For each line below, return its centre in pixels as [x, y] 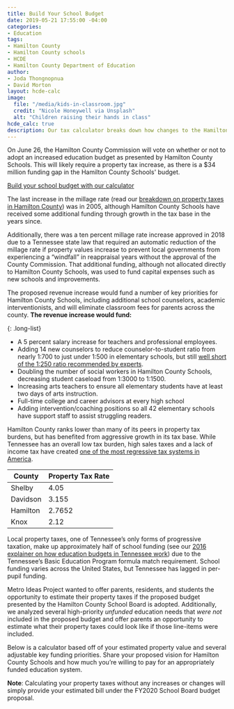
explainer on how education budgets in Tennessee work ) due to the [104, 554]
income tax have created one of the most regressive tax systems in [103, 452]
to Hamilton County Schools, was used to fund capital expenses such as [111, 272]
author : [18, 72]
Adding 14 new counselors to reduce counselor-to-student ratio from [116, 350]
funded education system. [45, 670]
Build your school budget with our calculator [71, 186]
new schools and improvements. [54, 279]
